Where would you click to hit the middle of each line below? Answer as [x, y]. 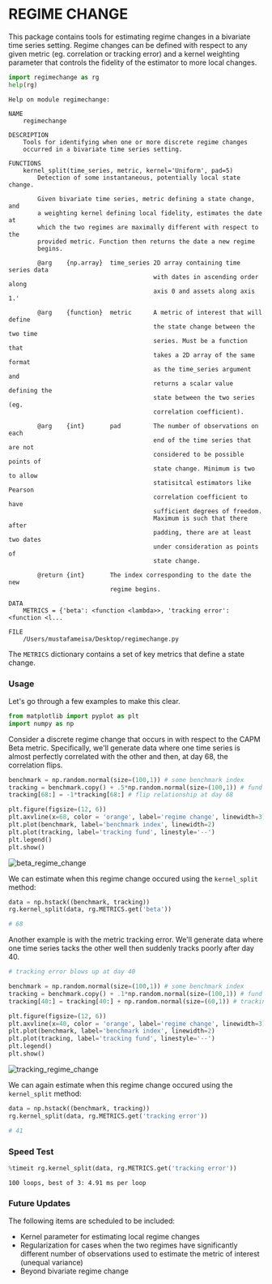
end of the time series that [202, 440]
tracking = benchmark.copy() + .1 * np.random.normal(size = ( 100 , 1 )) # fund [136, 994]
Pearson [21, 490]
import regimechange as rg [54, 77]
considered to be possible [199, 454]
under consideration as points [206, 547]
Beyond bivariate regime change [74, 1271]
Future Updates [40, 1203]
